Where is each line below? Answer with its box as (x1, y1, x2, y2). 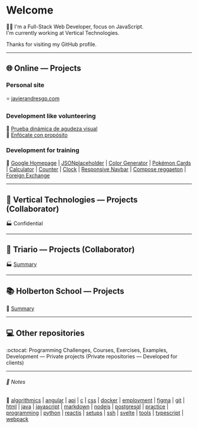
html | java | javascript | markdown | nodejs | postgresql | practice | (6, 403, 169, 410)
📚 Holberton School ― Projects (6, 287, 125, 297)
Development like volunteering (6, 111, 96, 120)
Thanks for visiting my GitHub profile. (6, 41, 97, 48)
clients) (6, 359, 25, 366)
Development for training (6, 146, 80, 154)
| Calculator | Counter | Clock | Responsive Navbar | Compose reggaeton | (6, 166, 187, 173)
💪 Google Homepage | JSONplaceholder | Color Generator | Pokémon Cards (6, 160, 192, 167)
